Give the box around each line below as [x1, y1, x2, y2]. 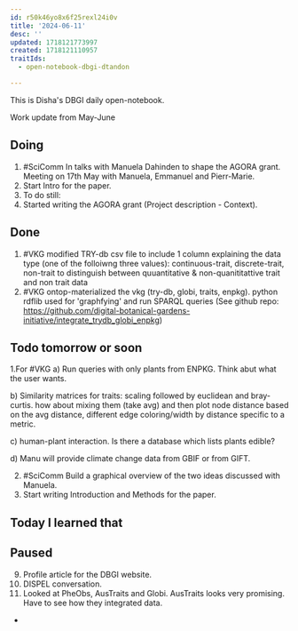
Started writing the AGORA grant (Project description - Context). [22, 199, 258, 210]
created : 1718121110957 [10, 46, 98, 55]
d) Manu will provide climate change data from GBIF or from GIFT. [10, 453, 251, 464]
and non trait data [22, 276, 88, 287]
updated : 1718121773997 [10, 37, 98, 47]
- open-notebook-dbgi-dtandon [18, 63, 129, 72]
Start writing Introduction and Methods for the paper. [22, 490, 216, 500]
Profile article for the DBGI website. [22, 569, 153, 579]
